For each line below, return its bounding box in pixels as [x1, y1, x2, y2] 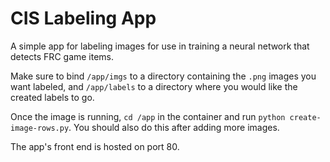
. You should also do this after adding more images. [68, 121, 280, 133]
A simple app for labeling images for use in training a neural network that [10, 40, 310, 52]
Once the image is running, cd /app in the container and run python [10, 110, 286, 122]
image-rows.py [10, 123, 70, 133]
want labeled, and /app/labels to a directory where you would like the [10, 80, 298, 92]
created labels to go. [10, 91, 95, 103]
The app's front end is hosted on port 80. [10, 140, 180, 152]
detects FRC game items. [10, 50, 115, 62]
